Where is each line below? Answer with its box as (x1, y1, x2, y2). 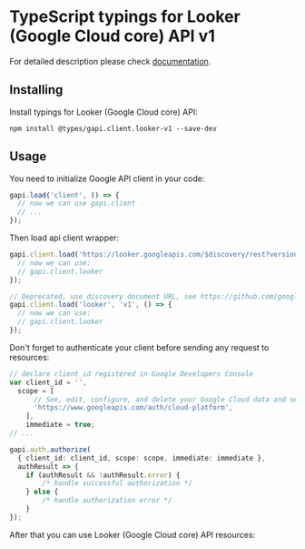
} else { (25, 487, 59, 497)
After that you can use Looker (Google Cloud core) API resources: (9, 529, 256, 540)
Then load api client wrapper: (9, 232, 120, 243)
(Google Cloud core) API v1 (9, 25, 215, 46)
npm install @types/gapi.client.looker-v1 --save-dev (9, 124, 218, 133)
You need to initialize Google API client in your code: (9, 173, 205, 184)
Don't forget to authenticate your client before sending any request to (9, 341, 270, 352)
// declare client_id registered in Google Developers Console (9, 369, 254, 379)
